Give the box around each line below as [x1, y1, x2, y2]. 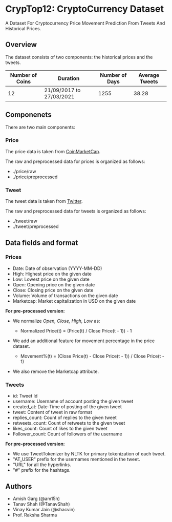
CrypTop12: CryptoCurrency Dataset [5, 3, 164, 15]
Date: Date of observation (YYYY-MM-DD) [12, 265, 102, 272]
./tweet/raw [12, 218, 37, 224]
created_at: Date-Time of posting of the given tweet [12, 404, 122, 410]
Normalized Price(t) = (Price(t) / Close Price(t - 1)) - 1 [20, 327, 132, 333]
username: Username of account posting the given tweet [12, 398, 134, 405]
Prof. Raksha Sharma [12, 512, 57, 518]
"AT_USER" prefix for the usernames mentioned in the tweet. [12, 456, 140, 463]
